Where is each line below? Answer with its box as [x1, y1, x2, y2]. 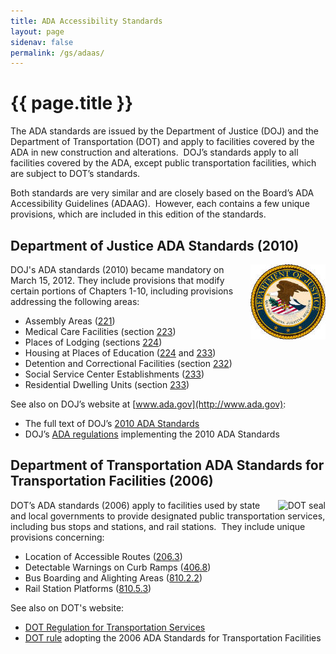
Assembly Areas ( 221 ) [24, 315, 116, 327]
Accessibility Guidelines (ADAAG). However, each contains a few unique [10, 198, 310, 210]
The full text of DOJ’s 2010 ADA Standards [24, 418, 200, 429]
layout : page [10, 26, 65, 37]
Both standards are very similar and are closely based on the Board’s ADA [10, 187, 315, 199]
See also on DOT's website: [10, 601, 125, 614]
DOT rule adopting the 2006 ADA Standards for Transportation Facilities [24, 631, 322, 644]
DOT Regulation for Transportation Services [24, 621, 206, 633]
